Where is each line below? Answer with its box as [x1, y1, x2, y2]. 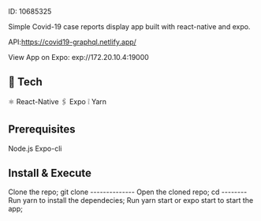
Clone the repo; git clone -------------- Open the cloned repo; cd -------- [8, 187, 248, 197]
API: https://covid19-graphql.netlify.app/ [8, 37, 136, 47]
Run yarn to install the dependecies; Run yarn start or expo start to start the [8, 196, 254, 205]
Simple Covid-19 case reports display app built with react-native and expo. [8, 22, 251, 31]
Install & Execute [8, 167, 92, 180]
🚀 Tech [8, 75, 43, 89]
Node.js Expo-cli [8, 144, 62, 153]
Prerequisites [8, 122, 76, 137]
